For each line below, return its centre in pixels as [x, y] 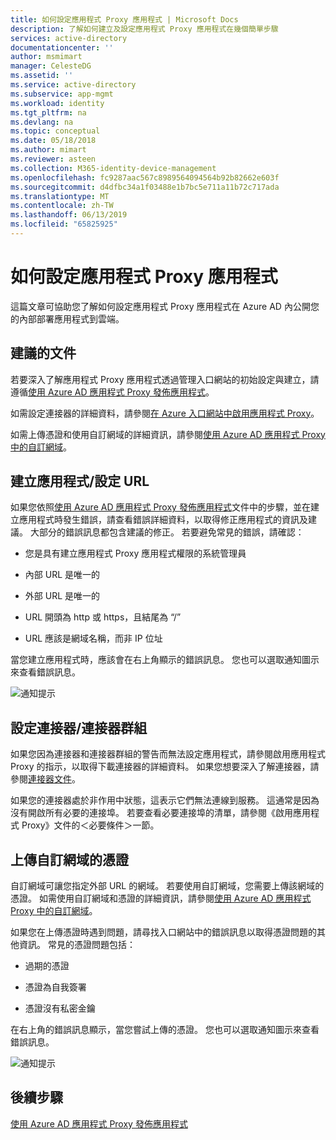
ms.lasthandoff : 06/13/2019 [69, 215]
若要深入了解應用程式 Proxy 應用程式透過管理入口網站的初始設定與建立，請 [165, 379]
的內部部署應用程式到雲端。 [67, 318]
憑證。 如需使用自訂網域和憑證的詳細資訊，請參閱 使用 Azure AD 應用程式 [161, 898]
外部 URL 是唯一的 [62, 596]
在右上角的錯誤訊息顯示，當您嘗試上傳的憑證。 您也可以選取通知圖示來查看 [165, 1030]
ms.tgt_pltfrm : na [48, 112]
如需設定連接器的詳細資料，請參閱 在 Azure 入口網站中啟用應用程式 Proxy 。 [165, 413]
